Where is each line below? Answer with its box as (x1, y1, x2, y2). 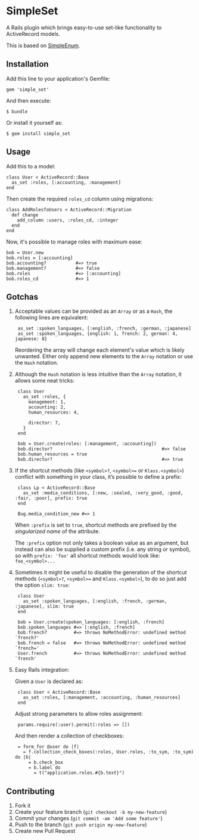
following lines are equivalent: (14, 314, 88, 321)
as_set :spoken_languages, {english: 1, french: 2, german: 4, (17, 331, 178, 337)
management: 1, (28, 399, 66, 405)
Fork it (14, 802, 31, 810)
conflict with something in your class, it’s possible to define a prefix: (14, 473, 182, 481)
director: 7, (28, 420, 61, 426)
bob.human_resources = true (17, 451, 88, 457)
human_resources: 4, (28, 410, 79, 416)
